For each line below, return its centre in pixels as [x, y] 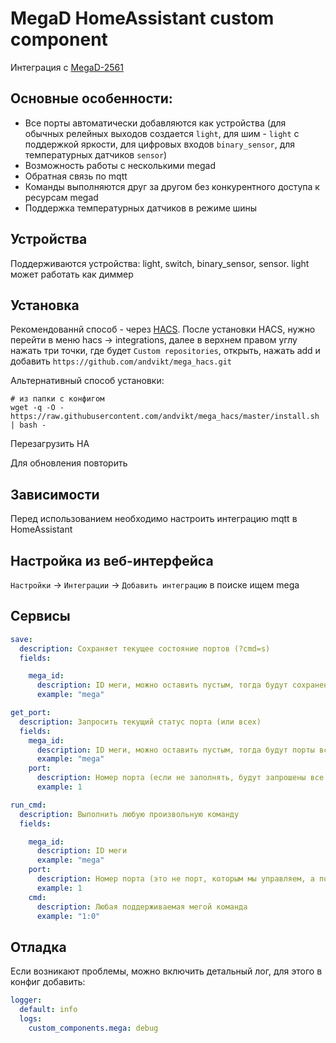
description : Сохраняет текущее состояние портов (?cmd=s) [145, 648]
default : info [48, 1010]
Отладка [38, 947]
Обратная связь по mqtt [76, 176]
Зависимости [55, 494]
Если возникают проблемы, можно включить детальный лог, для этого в [166, 971]
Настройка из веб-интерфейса [112, 560]
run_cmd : [28, 805]
